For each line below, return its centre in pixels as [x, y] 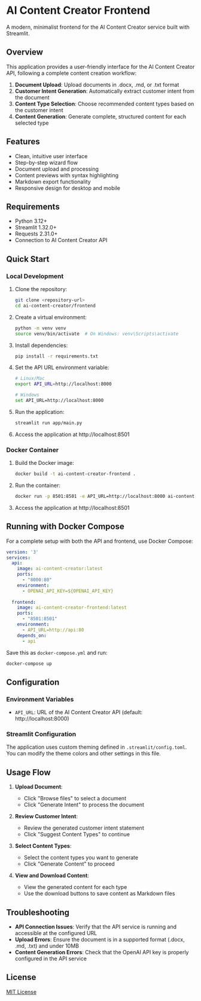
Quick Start [28, 259]
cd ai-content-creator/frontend [55, 306]
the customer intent [39, 110]
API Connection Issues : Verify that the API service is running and [96, 927]
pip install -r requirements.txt [57, 356]
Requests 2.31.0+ [36, 234]
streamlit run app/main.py [48, 423]
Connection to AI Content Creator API [61, 240]
